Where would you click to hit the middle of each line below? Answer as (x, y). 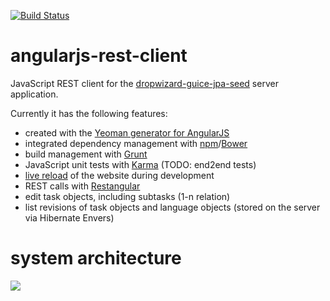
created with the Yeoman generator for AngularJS (127, 132)
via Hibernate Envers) (69, 217)
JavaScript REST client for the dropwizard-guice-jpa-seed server (144, 83)
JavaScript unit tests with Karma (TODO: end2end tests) (140, 164)
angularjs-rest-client (99, 56)
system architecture (96, 258)
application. (34, 94)
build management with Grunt (86, 154)
